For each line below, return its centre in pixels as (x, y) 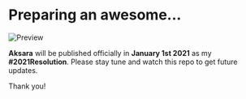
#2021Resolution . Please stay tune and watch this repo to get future (123, 62)
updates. (23, 70)
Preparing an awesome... (95, 15)
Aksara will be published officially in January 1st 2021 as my (110, 53)
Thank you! (27, 86)
